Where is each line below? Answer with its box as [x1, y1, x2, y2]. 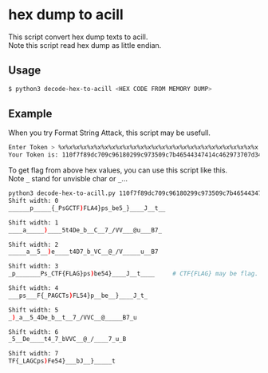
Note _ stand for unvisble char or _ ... [8, 174, 128, 184]
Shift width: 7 [8, 350, 59, 358]
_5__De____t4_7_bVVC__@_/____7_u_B [8, 335, 127, 343]
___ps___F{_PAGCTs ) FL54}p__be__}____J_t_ [8, 292, 148, 300]
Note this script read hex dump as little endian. [8, 40, 162, 50]
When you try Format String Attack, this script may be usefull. [8, 128, 211, 137]
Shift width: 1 [8, 218, 59, 227]
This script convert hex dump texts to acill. [8, 32, 148, 42]
